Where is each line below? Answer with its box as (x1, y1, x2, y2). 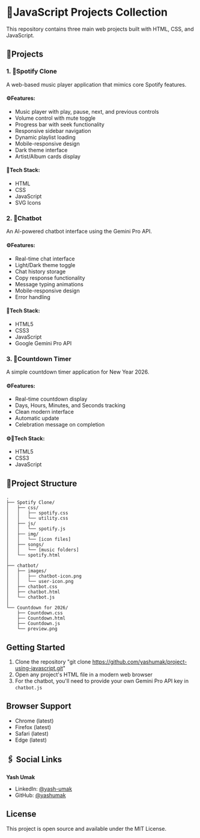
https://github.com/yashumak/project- (92, 658, 187, 665)
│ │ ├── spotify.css (6, 510, 68, 516)
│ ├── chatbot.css (6, 584, 58, 590)
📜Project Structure (6, 478, 77, 488)
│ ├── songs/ (6, 541, 44, 548)
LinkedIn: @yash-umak (14, 785, 72, 792)
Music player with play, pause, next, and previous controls (14, 108, 159, 115)
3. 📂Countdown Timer (6, 354, 71, 363)
